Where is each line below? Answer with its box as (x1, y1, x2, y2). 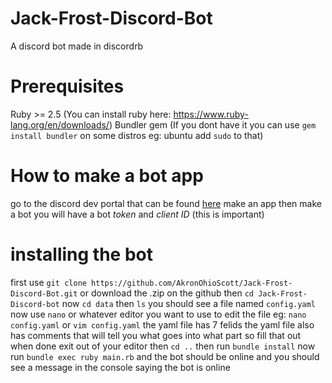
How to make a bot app (10, 165, 204, 187)
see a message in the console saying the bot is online (10, 361, 231, 373)
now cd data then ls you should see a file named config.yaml (61, 297, 316, 309)
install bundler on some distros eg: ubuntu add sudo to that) (10, 129, 264, 141)
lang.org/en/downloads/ (10, 118, 110, 131)
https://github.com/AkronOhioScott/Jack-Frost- (91, 278, 293, 288)
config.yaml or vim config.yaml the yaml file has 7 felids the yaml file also (10, 318, 315, 331)
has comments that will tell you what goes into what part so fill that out (10, 329, 302, 341)
